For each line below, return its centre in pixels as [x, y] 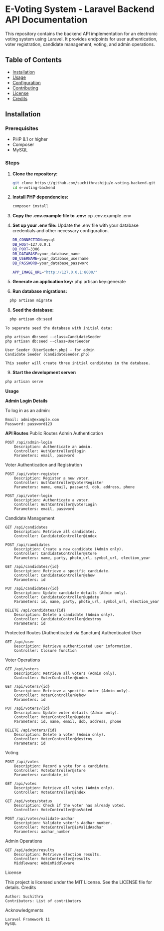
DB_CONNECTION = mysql [34, 240]
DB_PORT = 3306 [26, 249]
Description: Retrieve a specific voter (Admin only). [72, 691]
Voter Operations [23, 660]
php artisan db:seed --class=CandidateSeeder [53, 337]
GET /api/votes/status [29, 801]
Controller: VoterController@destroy [53, 739]
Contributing [25, 88]
